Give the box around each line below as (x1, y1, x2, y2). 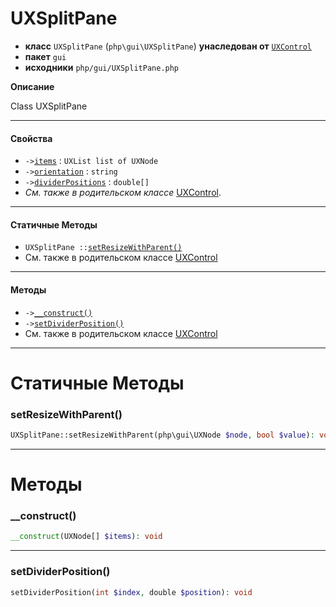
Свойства (10, 132, 53, 144)
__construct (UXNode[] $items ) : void (10, 532, 163, 542)
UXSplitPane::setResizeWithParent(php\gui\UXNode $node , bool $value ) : (10, 430, 315, 441)
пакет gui (24, 50, 67, 62)
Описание (10, 80, 55, 92)
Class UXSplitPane (10, 100, 88, 112)
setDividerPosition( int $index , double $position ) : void (10, 587, 253, 597)
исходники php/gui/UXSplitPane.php (24, 61, 180, 73)
